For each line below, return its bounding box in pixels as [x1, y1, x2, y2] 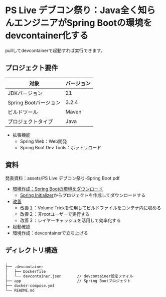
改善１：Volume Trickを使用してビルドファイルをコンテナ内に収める [20, 205, 161, 211]
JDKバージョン [8, 89, 43, 96]
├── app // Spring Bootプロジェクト [5, 278, 131, 283]
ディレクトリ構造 [5, 246, 58, 255]
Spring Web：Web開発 [20, 138, 67, 144]
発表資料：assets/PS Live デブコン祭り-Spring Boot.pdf [5, 175, 120, 181]
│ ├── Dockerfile [5, 269, 46, 274]
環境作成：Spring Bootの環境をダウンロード [12, 186, 103, 192]
